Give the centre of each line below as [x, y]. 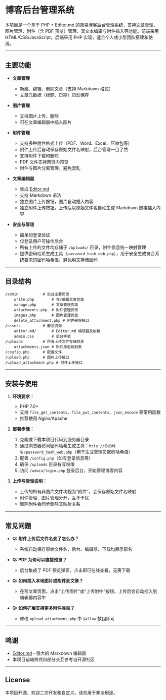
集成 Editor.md [34, 189]
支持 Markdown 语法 [41, 195]
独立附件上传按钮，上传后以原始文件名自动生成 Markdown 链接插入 [88, 207]
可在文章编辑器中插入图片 [46, 122]
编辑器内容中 [33, 597]
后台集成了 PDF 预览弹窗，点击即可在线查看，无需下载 [75, 570]
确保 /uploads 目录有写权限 [47, 465]
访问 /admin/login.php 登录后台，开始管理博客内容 [71, 470]
